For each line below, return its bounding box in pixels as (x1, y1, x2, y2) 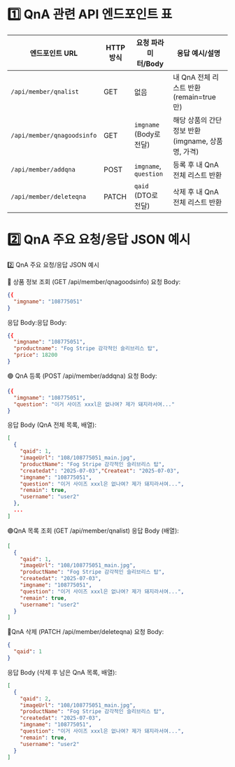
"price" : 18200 (13, 351, 58, 359)
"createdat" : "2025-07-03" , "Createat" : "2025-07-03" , (20, 467, 180, 474)
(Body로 (134, 129, 161, 139)
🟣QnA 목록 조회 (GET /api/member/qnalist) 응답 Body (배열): (7, 526, 180, 535)
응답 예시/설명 (177, 48, 220, 58)
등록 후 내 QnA (172, 160, 219, 169)
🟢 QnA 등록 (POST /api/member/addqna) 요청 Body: (7, 372, 157, 380)
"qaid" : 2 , (20, 695, 52, 702)
